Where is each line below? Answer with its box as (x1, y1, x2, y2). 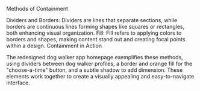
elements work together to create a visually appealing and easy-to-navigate (6, 73, 195, 80)
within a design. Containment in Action (6, 42, 102, 49)
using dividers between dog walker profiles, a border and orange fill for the (6, 60, 193, 67)
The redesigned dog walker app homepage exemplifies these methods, (6, 54, 184, 60)
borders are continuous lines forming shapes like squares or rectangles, (6, 23, 185, 30)
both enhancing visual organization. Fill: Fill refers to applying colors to (6, 29, 182, 37)
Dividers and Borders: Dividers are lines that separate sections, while (6, 17, 178, 23)
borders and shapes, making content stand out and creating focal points (6, 36, 186, 43)
